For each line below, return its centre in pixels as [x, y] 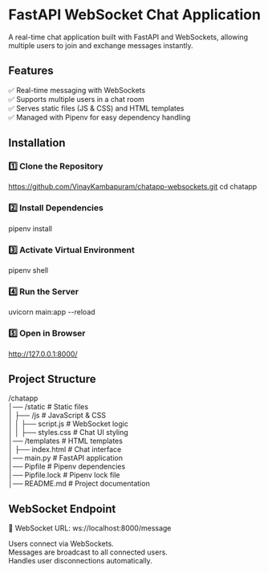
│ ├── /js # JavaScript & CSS [57, 416]
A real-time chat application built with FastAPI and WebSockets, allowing [128, 37]
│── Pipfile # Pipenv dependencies [67, 466]
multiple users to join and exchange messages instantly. [101, 45]
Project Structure [52, 379]
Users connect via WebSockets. [61, 544]
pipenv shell [28, 270]
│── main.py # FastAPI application [65, 458]
